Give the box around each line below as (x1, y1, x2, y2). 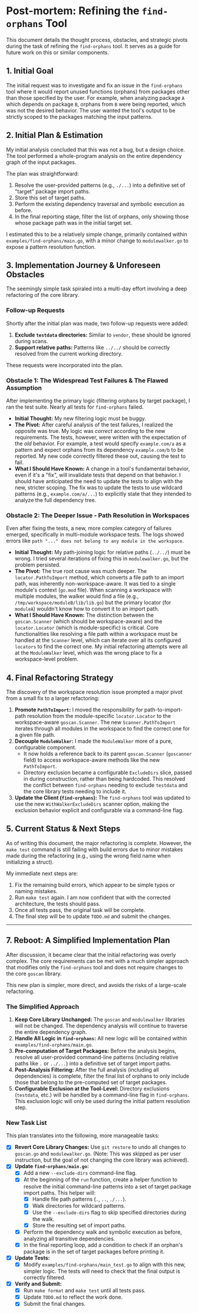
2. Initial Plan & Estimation (6, 130, 103, 140)
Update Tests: (14, 1254, 50, 1261)
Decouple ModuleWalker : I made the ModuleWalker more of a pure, (14, 738, 173, 745)
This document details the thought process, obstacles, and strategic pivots (6, 36, 188, 43)
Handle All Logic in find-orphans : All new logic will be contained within (14, 1035, 187, 1042)
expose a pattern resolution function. (6, 243, 96, 250)
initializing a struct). (6, 858, 54, 865)
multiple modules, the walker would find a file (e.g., (14, 593, 139, 600)
